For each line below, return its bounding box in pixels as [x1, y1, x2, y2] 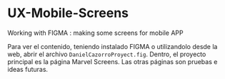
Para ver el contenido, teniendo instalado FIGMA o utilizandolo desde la [7, 42, 218, 51]
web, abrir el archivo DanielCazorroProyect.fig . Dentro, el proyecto [7, 50, 206, 58]
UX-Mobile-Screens [7, 5, 129, 21]
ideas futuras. [7, 65, 49, 73]
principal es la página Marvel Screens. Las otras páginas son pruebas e [7, 57, 218, 65]
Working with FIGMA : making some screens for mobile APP [7, 28, 184, 37]
